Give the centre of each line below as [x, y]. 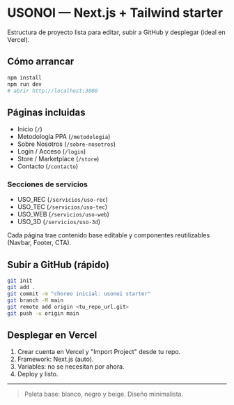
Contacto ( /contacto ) [48, 166]
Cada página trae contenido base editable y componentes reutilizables [109, 235]
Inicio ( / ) [30, 129]
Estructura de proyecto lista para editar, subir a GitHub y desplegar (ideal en [116, 32]
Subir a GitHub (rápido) [58, 264]
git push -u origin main [43, 313]
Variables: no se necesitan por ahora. [71, 367]
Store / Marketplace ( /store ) [58, 159]
